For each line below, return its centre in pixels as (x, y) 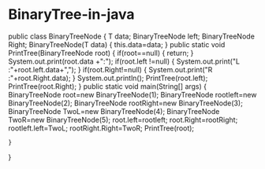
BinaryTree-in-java (72, 15)
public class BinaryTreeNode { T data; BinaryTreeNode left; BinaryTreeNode (131, 36)
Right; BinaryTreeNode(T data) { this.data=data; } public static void (117, 44)
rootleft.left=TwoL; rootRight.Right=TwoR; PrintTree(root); (101, 128)
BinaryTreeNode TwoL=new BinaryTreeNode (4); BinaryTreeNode (114, 111)
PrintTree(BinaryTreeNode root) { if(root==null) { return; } (101, 53)
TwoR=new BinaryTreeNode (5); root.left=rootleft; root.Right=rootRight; (123, 119)
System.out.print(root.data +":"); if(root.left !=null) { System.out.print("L (124, 61)
